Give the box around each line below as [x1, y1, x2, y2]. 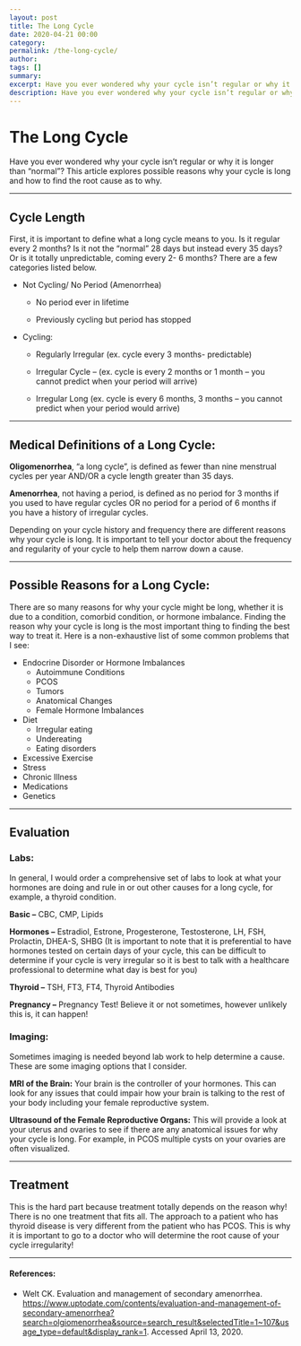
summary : [9, 72, 42, 81]
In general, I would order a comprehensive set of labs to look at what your [9, 872, 282, 883]
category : [9, 38, 47, 48]
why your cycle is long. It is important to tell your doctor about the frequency [9, 534, 292, 545]
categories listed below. [9, 262, 97, 274]
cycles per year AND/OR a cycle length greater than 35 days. [9, 471, 235, 482]
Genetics [21, 790, 56, 801]
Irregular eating [35, 724, 93, 734]
